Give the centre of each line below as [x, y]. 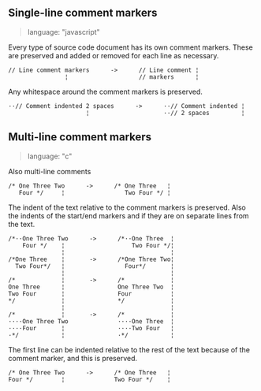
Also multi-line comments [50, 171]
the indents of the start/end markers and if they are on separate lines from [129, 215]
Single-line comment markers [83, 13]
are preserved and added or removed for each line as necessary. [114, 55]
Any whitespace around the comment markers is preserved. [106, 91]
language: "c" [50, 156]
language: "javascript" [63, 32]
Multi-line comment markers [80, 137]
